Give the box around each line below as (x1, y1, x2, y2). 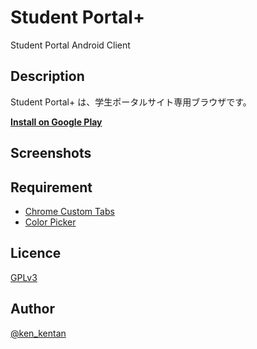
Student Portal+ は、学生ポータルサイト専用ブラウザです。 (10, 96, 252, 108)
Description (10, 68, 85, 85)
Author (10, 301, 55, 318)
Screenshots (10, 145, 92, 162)
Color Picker (24, 216, 77, 228)
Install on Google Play (10, 116, 103, 128)
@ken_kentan (10, 327, 67, 339)
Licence (10, 245, 62, 262)
